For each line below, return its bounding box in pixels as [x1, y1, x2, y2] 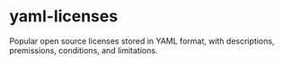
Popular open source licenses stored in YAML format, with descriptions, [9, 36, 275, 46]
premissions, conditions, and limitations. [9, 44, 158, 55]
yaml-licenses [9, 6, 119, 27]
